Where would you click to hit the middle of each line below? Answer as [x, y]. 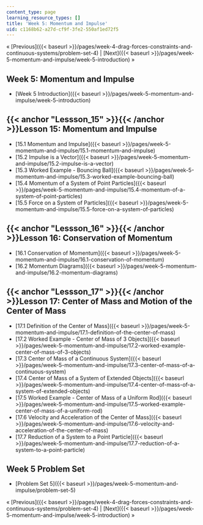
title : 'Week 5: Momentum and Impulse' [57, 23]
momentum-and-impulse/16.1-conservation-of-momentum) [90, 259]
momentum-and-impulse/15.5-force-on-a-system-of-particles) [94, 209]
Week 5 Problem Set [46, 469]
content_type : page [31, 12]
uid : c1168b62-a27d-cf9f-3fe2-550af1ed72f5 [63, 29]
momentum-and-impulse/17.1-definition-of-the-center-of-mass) [95, 332]
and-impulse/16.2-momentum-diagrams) [66, 272]
